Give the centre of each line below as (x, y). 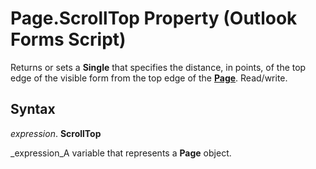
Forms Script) (68, 39)
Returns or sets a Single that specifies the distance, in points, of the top (158, 67)
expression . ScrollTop (56, 133)
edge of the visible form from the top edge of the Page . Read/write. (149, 78)
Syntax (33, 109)
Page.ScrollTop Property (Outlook (154, 18)
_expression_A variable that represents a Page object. (121, 153)
